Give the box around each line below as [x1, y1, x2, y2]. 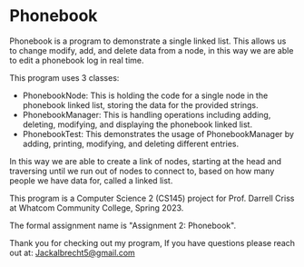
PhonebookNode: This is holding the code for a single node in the [22, 90, 269, 101]
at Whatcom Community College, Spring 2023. [9, 202, 184, 213]
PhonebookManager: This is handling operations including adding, [22, 109, 271, 120]
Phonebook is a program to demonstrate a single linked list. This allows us [9, 35, 287, 46]
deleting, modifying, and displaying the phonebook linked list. [22, 119, 252, 130]
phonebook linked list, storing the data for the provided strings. [22, 99, 259, 110]
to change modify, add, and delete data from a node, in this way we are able [9, 44, 294, 55]
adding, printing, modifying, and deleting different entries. [22, 138, 239, 149]
